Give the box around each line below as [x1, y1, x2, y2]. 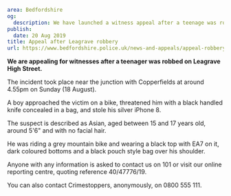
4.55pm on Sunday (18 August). [7, 85, 97, 94]
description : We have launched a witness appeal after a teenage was [13, 19, 217, 26]
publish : [7, 25, 32, 32]
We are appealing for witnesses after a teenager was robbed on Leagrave [7, 57, 221, 65]
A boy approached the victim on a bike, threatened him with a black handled [7, 98, 223, 107]
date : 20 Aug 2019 [13, 32, 67, 39]
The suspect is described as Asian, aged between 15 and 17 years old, [7, 119, 206, 127]
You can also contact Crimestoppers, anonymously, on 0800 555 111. [7, 181, 202, 189]
